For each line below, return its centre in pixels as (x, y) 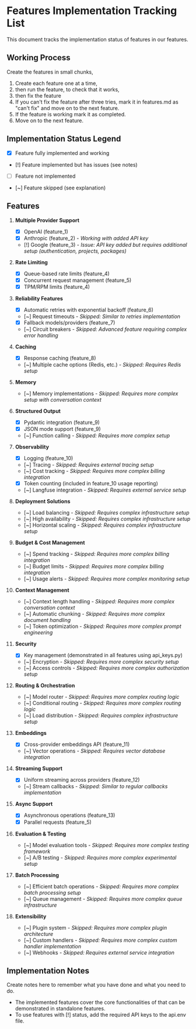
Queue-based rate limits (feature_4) (66, 274)
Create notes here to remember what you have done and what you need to (96, 985)
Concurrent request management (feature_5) (78, 280)
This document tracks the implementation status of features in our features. (97, 39)
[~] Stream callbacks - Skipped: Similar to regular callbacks (96, 786)
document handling (47, 620)
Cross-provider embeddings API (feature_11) (77, 744)
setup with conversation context (62, 400)
